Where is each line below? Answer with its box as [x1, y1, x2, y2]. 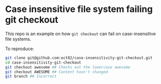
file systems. [5, 36, 31, 42]
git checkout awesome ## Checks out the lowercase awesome [5, 64, 131, 69]
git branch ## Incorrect [5, 74, 57, 79]
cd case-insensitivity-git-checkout [5, 60, 81, 65]
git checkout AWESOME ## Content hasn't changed [5, 69, 108, 74]
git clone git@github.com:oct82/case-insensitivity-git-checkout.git [5, 55, 153, 60]
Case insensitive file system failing [5, 3, 153, 15]
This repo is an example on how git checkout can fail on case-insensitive [5, 30, 156, 36]
